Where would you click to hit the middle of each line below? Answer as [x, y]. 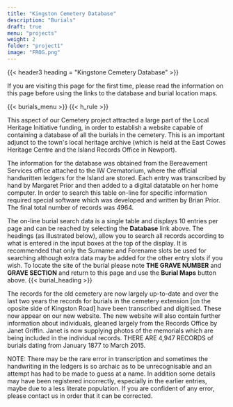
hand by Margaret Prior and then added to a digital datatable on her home [113, 185]
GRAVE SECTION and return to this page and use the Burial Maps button [112, 273]
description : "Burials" [42, 20]
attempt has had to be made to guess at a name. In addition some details [111, 374]
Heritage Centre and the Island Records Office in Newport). [92, 150]
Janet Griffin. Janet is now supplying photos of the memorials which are [110, 330]
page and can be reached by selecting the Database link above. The [105, 228]
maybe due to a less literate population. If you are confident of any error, [111, 388]
